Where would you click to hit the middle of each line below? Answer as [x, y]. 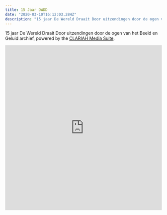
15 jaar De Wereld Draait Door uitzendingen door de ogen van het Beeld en [82, 33]
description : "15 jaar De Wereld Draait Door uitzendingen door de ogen [82, 19]
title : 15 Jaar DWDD [27, 10]
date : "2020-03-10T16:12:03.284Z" [41, 14]
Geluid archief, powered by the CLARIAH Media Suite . [60, 38]
